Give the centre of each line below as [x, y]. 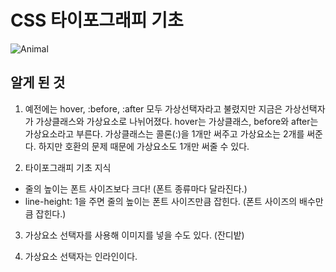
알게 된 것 [38, 82]
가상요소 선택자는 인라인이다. [81, 256]
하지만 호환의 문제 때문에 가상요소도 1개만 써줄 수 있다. [144, 146]
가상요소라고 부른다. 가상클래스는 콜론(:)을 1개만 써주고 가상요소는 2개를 [164, 133]
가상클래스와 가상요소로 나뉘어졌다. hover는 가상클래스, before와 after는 [177, 121]
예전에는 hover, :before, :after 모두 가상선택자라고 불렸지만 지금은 [153, 108]
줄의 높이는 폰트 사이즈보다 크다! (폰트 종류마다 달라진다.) [136, 188]
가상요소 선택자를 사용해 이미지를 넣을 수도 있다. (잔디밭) [134, 235]
